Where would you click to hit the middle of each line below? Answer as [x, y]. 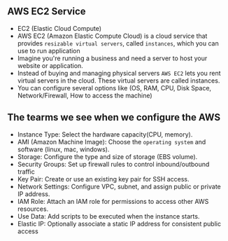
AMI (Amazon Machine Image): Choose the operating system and [112, 142]
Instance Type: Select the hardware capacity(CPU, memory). [105, 134]
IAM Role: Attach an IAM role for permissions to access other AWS [113, 201]
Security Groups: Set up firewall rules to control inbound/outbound [113, 164]
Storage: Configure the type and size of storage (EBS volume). [107, 156]
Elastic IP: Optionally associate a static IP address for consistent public [119, 223]
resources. [33, 209]
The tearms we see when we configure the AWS [114, 117]
